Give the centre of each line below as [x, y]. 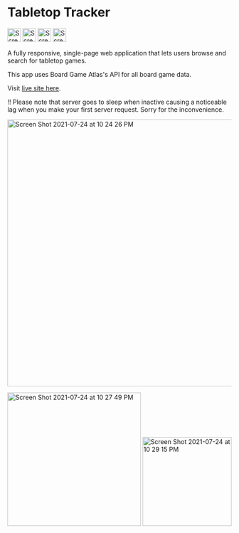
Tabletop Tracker [59, 12]
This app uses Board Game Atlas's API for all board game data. [100, 74]
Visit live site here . [34, 88]
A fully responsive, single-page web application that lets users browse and [117, 53]
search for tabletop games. [47, 60]
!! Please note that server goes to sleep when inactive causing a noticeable [117, 102]
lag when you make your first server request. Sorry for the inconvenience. [116, 109]
